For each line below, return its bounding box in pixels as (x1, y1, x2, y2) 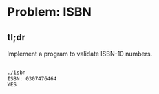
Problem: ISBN (7, 4, 92, 20)
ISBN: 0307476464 (7, 75, 57, 82)
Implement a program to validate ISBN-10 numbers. (7, 49, 153, 58)
